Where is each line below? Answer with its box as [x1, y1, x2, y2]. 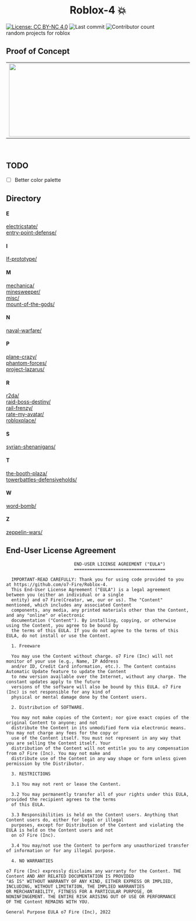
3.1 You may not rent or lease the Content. [11, 781, 121, 787]
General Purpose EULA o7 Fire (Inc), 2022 [6, 909, 111, 915]
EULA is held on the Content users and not [6, 827, 114, 833]
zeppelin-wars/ [6, 529, 43, 536]
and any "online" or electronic [6, 612, 85, 618]
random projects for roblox [6, 29, 71, 36]
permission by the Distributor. [6, 761, 85, 767]
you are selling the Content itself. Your [6, 740, 111, 746]
